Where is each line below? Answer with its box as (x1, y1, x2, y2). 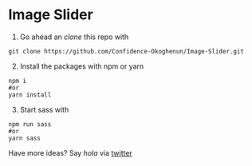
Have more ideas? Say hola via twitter (8, 148, 133, 157)
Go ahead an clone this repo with (19, 32, 129, 41)
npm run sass (8, 120, 52, 128)
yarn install (8, 90, 52, 99)
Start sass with (19, 105, 69, 114)
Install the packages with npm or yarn (19, 61, 144, 71)
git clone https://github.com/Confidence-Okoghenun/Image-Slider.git (8, 47, 245, 55)
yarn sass (8, 134, 41, 142)
